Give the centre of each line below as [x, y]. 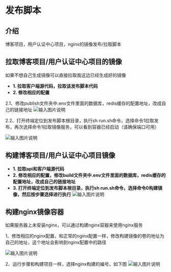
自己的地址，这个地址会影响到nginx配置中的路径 [56, 242]
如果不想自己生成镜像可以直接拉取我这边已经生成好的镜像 [66, 75]
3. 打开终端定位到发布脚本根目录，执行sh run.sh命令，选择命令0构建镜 [87, 188]
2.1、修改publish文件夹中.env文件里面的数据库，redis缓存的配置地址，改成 [83, 103]
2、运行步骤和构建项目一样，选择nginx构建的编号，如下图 [66, 264]
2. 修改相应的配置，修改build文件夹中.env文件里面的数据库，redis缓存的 [89, 175]
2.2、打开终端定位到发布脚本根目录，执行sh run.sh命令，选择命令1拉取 [80, 120]
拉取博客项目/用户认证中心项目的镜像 [64, 62]
